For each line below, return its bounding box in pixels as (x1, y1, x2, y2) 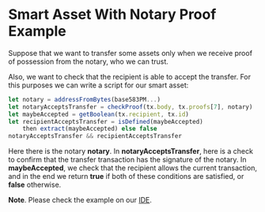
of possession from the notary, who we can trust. (8, 57, 168, 66)
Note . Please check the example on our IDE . (8, 195, 153, 205)
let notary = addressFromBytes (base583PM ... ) (8, 95, 161, 103)
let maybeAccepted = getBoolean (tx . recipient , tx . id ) (8, 110, 190, 118)
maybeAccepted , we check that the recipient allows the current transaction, (8, 163, 257, 173)
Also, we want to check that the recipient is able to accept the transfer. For (8, 72, 252, 81)
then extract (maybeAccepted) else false (22, 125, 157, 133)
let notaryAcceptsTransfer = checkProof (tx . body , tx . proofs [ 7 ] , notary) (8, 102, 253, 111)
